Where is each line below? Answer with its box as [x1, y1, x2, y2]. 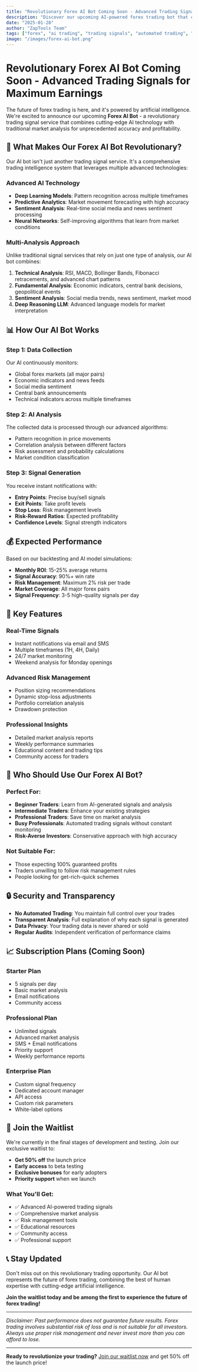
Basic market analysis [14, 987, 68, 994]
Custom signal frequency [14, 1080, 76, 1087]
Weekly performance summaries [14, 740, 94, 747]
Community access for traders [14, 752, 89, 760]
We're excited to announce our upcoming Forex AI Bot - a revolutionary [6, 112, 180, 119]
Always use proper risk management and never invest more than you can [6, 1329, 185, 1337]
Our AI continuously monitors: [6, 359, 78, 366]
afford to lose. [6, 1335, 41, 1342]
